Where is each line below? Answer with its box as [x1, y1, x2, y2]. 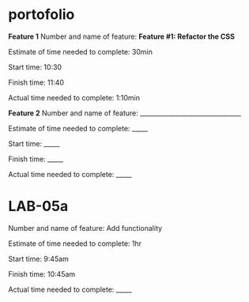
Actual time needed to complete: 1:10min [8, 92, 141, 102]
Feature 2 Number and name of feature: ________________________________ [8, 108, 241, 118]
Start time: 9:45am [8, 254, 70, 263]
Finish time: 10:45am [8, 269, 76, 278]
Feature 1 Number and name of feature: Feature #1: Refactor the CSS [8, 32, 236, 41]
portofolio [8, 6, 75, 24]
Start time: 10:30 [8, 62, 62, 72]
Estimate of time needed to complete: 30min [8, 47, 153, 56]
